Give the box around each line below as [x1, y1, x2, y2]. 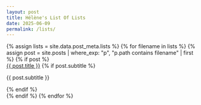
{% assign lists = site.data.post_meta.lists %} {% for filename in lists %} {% [6, 43, 196, 50]
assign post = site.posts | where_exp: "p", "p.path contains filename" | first [6, 49, 194, 57]
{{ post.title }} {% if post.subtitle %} [6, 62, 96, 70]
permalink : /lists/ [6, 26, 56, 32]
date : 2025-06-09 [6, 20, 51, 26]
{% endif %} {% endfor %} [6, 92, 74, 100]
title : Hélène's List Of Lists [6, 15, 86, 21]
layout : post [6, 9, 40, 15]
